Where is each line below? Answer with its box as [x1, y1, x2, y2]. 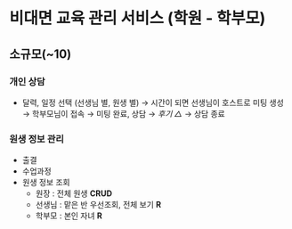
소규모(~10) [9, 46, 72, 61]
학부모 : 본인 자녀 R [35, 210, 102, 221]
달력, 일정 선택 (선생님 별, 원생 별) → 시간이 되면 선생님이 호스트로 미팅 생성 [21, 97, 285, 108]
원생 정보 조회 [21, 177, 70, 188]
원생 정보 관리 [9, 133, 65, 145]
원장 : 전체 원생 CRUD [35, 188, 113, 199]
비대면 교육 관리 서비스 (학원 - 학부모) [9, 8, 266, 29]
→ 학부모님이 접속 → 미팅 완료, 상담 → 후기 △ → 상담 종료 [21, 108, 225, 119]
